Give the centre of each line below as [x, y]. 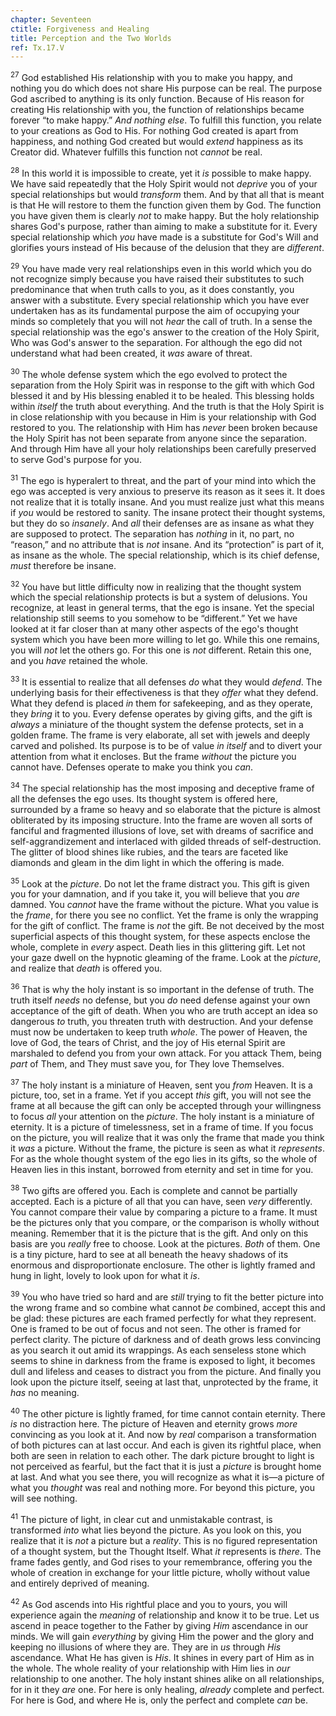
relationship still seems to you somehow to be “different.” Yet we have [154, 618]
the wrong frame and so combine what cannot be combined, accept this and [168, 1307]
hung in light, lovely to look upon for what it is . [105, 1276]
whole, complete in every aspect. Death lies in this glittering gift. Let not [158, 947]
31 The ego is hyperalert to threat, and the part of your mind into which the [163, 479]
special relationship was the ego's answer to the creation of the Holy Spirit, [165, 332]
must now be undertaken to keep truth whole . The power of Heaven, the [159, 1032]
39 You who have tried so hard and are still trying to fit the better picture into [167, 1296]
